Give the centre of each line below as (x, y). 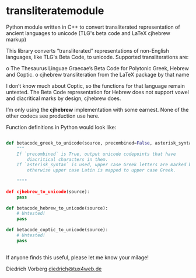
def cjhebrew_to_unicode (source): (48, 191)
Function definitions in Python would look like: (61, 127)
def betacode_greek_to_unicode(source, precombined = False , (79, 143)
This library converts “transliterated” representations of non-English (87, 50)
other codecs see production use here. (53, 116)
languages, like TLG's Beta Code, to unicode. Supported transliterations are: (97, 57)
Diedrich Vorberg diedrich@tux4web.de (54, 269)
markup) (16, 39)
